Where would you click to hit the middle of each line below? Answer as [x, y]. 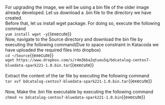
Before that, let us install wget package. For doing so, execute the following [83, 23]
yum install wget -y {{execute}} [38, 34]
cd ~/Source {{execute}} [29, 55]
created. [14, 18]
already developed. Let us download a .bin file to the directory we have [78, 13]
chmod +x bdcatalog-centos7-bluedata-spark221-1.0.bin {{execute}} [75, 97]
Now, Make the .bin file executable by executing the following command [79, 92]
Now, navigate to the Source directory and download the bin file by [74, 39]
